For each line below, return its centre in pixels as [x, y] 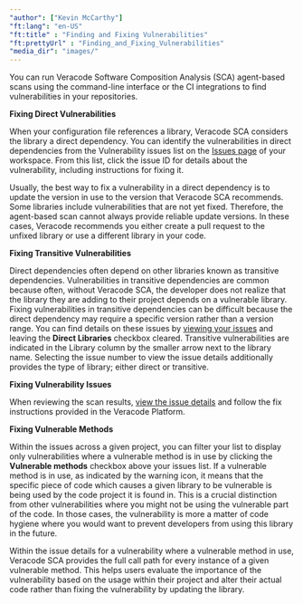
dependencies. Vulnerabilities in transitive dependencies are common [139, 281]
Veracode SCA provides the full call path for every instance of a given [139, 561]
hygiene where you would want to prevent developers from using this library [151, 524]
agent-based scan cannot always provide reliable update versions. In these [149, 216]
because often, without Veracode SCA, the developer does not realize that [148, 290]
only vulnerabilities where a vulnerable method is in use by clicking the [141, 456]
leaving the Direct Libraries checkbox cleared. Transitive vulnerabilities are [149, 338]
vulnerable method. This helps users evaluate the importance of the [136, 570]
